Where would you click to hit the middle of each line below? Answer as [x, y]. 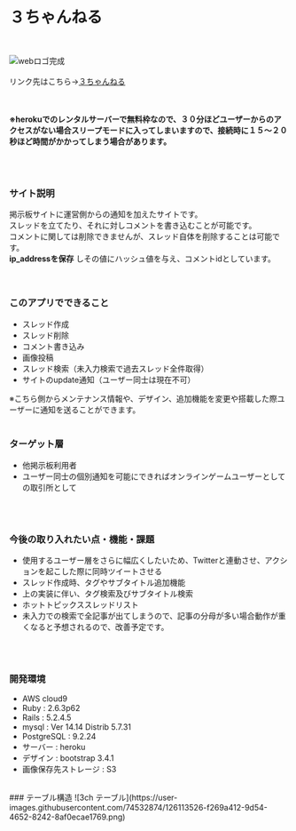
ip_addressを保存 [42, 259]
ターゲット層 [37, 444]
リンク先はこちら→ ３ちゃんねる [67, 81]
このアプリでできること [59, 303]
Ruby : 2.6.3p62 [51, 708]
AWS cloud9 [45, 699]
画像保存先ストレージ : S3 [69, 770]
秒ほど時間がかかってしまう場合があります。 [90, 141]
